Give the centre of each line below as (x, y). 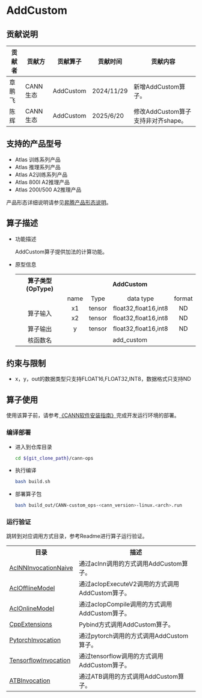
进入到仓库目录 (33, 446)
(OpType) (40, 288)
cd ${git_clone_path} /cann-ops (54, 458)
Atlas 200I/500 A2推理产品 (48, 190)
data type (141, 298)
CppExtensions (31, 625)
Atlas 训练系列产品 (38, 159)
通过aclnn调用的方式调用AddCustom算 (133, 564)
